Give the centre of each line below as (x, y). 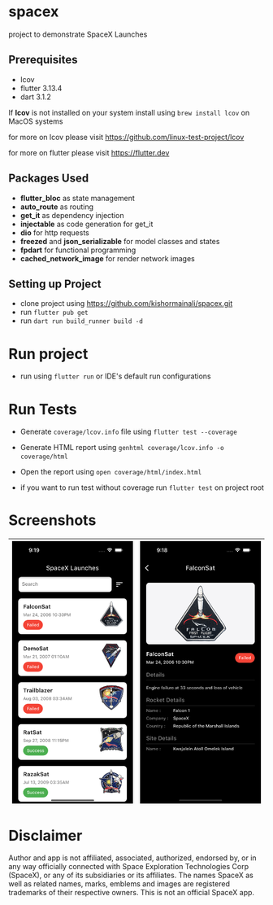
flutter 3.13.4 (41, 88)
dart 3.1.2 (35, 97)
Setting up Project (55, 284)
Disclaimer (45, 835)
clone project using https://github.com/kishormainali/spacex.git (126, 304)
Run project (48, 354)
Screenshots (52, 520)
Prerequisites (43, 60)
